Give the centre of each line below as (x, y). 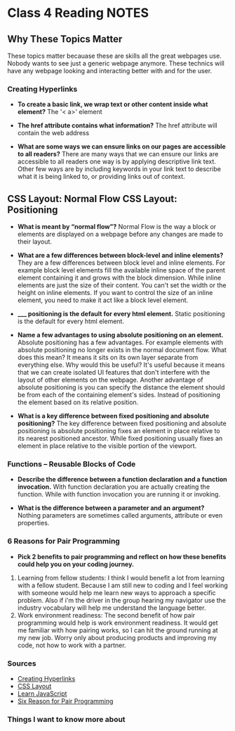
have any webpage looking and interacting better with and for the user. (110, 71)
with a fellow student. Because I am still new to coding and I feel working (122, 585)
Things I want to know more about (66, 719)
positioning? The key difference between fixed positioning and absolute (122, 423)
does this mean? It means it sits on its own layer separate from (108, 358)
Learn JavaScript (42, 694)
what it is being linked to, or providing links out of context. (101, 177)
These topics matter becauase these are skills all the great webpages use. (115, 56)
